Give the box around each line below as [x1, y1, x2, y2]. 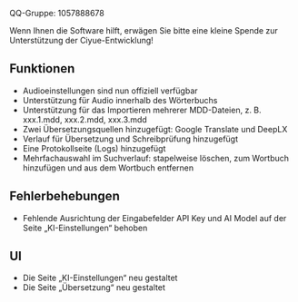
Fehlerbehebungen [9, 189, 120, 204]
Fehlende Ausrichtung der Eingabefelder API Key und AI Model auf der [22, 212, 287, 223]
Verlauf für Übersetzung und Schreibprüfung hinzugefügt [22, 133, 239, 144]
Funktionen [9, 61, 75, 76]
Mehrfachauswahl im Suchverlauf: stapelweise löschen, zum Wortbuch [22, 152, 289, 163]
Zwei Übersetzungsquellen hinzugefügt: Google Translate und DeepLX [22, 123, 288, 134]
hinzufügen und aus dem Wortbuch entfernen [22, 162, 194, 173]
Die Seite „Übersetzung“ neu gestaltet [22, 282, 165, 293]
